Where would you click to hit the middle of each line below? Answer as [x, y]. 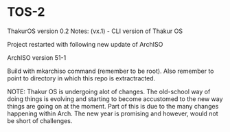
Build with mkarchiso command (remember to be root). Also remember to [111, 71]
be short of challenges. [40, 120]
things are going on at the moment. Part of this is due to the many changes [113, 106]
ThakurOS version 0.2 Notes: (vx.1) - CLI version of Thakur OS [95, 31]
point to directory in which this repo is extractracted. [81, 78]
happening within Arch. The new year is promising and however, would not [113, 113]
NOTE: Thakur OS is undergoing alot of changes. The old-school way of [109, 91]
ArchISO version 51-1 [37, 57]
